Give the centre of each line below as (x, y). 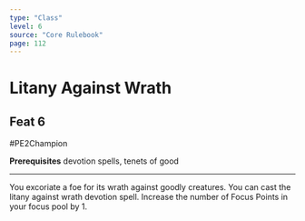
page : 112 (28, 43)
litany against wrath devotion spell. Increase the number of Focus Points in (149, 197)
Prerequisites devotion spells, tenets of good (94, 161)
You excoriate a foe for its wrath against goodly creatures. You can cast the (150, 187)
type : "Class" (36, 18)
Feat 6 (27, 121)
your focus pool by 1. (49, 206)
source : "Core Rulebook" (56, 35)
